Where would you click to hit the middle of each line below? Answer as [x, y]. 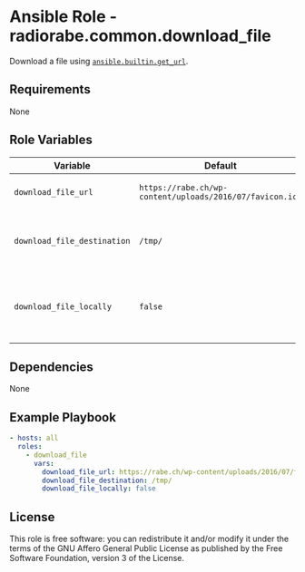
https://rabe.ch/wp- [184, 187]
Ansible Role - [64, 17]
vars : [44, 463]
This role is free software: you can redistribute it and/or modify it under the [149, 539]
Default [221, 165]
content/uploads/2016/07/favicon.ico [221, 196]
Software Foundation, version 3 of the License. [97, 558]
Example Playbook [63, 417]
